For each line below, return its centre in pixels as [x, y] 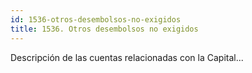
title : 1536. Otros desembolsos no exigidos [104, 29]
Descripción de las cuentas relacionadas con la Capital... [127, 57]
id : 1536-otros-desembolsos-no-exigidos [96, 19]
